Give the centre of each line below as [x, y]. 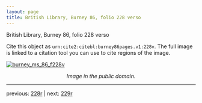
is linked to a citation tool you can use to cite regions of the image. [88, 52]
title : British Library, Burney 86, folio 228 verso [74, 17]
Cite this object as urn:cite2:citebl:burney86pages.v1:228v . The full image [99, 46]
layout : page [23, 12]
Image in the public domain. [101, 76]
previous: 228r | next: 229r [39, 93]
